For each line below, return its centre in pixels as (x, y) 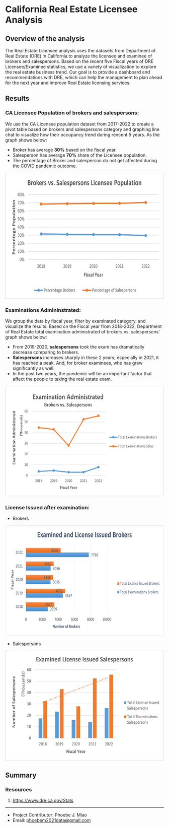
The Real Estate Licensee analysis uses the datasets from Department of (80, 51)
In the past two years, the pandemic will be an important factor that (82, 373)
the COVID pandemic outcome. (45, 166)
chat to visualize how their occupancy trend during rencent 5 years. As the (82, 134)
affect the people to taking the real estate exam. (62, 379)
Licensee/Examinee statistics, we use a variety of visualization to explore (81, 67)
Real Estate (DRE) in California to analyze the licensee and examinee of (79, 56)
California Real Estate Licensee (71, 9)
